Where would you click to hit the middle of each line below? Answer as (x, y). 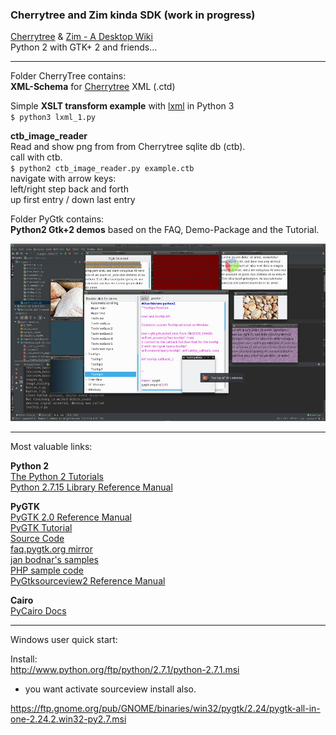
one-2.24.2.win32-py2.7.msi (68, 719)
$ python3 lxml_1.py (53, 118)
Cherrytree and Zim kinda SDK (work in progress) (133, 15)
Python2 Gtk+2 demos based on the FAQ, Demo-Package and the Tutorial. (165, 230)
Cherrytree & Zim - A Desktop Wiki (81, 37)
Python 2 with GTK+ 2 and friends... (84, 47)
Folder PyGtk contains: (57, 219)
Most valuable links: (51, 446)
